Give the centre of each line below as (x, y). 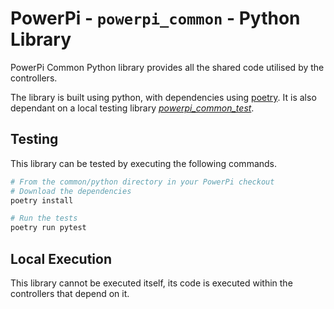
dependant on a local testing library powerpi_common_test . (132, 108)
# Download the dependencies (71, 191)
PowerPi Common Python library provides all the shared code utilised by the (167, 67)
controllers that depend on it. (70, 293)
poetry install (42, 200)
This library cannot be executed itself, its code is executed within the (151, 283)
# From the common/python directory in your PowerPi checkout (142, 182)
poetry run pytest (48, 228)
